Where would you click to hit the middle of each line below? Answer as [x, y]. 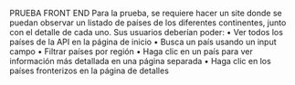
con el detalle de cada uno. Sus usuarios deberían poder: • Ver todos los [146, 32]
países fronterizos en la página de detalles [89, 71]
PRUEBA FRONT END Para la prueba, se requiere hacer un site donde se [146, 13]
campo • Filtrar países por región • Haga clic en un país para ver [131, 52]
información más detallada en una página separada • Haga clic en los [140, 61]
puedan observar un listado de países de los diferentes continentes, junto [148, 23]
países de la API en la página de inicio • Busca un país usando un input [143, 42]
